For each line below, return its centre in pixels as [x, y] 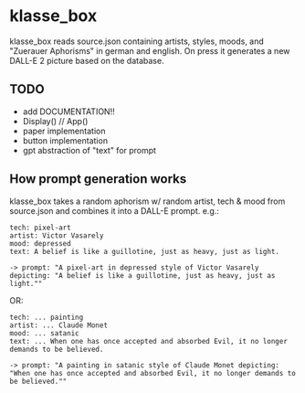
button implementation [65, 140]
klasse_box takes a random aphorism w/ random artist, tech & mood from [147, 201]
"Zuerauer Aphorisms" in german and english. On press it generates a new [150, 50]
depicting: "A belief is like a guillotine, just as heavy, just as [142, 275]
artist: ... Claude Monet [58, 325]
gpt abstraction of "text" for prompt [89, 150]
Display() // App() [55, 121]
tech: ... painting [47, 317]
